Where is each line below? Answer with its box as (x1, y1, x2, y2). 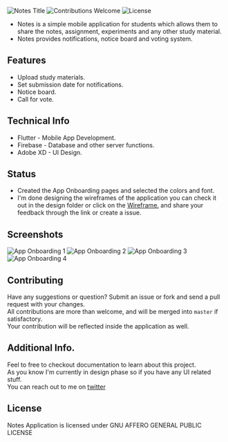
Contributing (7, 274, 64, 286)
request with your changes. (7, 300, 85, 309)
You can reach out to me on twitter (7, 383, 106, 391)
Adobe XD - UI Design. (17, 148, 83, 156)
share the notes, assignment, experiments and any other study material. (17, 28, 222, 35)
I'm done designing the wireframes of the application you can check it (17, 194, 217, 202)
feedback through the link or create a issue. (17, 208, 142, 217)
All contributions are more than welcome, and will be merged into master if (7, 308, 219, 316)
